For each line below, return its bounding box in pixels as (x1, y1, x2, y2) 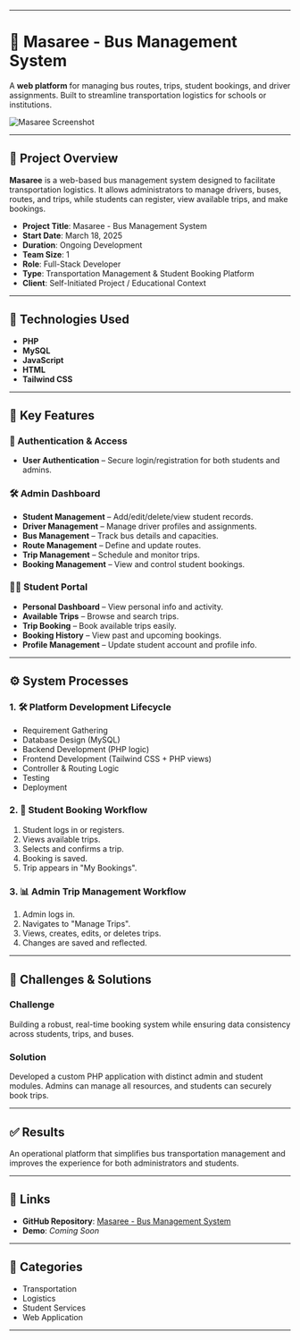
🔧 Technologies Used (9, 312, 129, 327)
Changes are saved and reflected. (21, 937, 147, 948)
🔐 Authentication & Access (9, 435, 128, 447)
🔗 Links (9, 1192, 51, 1208)
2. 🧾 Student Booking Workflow (9, 804, 148, 817)
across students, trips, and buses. (9, 1028, 134, 1039)
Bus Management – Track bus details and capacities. (21, 530, 219, 541)
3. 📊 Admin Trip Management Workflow (9, 885, 187, 897)
